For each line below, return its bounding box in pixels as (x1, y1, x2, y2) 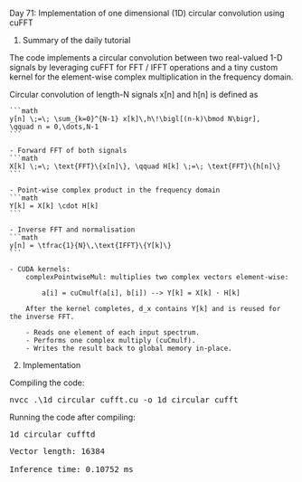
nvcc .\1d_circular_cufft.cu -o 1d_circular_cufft (9, 395, 239, 405)
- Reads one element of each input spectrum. (25, 328, 201, 337)
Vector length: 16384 (9, 447, 106, 456)
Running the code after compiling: (9, 411, 136, 422)
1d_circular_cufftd (9, 430, 96, 439)
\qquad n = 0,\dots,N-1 (9, 122, 99, 131)
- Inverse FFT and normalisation (9, 225, 136, 234)
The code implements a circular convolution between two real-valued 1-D (9, 52, 283, 62)
